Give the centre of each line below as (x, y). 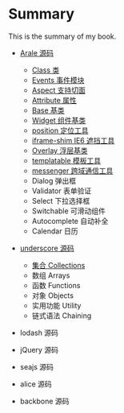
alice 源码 (36, 384)
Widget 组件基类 (59, 120)
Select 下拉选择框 (61, 200)
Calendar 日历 (55, 231)
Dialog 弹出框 (54, 180)
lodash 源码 (39, 332)
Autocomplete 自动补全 (70, 221)
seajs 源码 (37, 366)
